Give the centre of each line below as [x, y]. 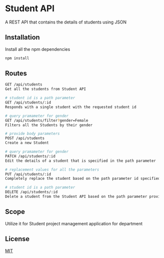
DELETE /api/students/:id [31, 192]
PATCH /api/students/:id [30, 156]
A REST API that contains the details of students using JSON [66, 22]
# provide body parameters [32, 134]
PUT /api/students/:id [28, 174]
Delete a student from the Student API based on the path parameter [76, 197]
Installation [22, 37]
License [17, 239]
